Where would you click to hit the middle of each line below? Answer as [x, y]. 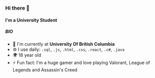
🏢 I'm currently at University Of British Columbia [64, 44]
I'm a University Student [31, 20]
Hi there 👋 [18, 8]
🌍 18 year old [27, 55]
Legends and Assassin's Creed [45, 70]
